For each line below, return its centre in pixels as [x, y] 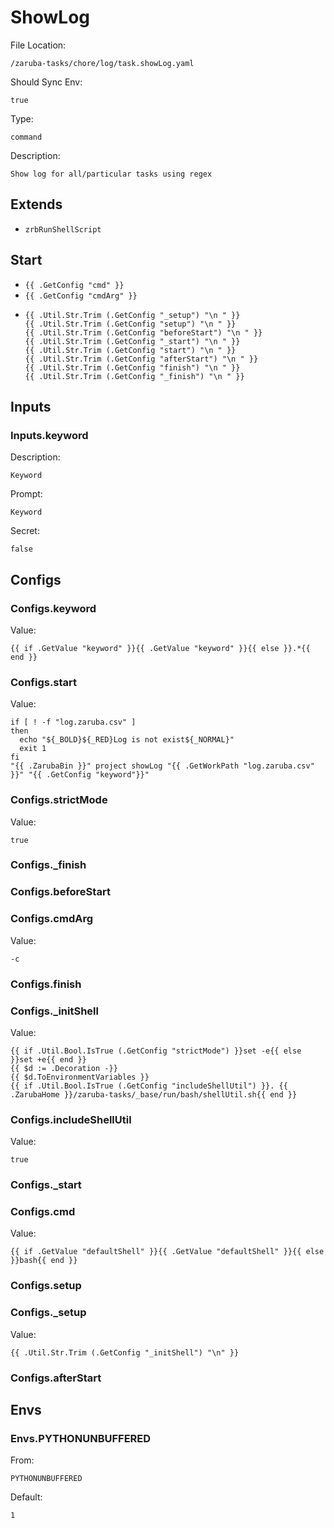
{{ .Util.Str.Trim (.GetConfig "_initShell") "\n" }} [125, 1352]
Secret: [25, 531]
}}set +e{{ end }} [48, 1059]
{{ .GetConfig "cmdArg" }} [81, 296]
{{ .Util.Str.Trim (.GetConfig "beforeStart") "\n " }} [143, 332]
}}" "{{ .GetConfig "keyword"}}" [80, 775]
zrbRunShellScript [63, 229]
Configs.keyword [53, 608]
